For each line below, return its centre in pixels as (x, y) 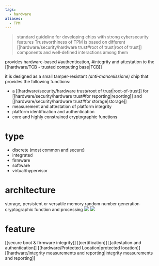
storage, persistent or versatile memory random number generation (72, 204)
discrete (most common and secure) (48, 150)
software (21, 165)
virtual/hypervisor (30, 171)
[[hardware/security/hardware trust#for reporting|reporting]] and (77, 96)
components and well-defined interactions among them (72, 53)
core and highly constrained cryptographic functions (65, 117)
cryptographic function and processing (44, 210)
